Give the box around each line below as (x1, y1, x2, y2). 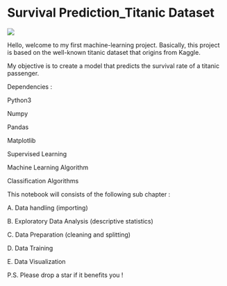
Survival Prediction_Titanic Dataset (7, 5, 215, 21)
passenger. (7, 69, 40, 77)
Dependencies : (7, 82, 53, 91)
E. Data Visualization (7, 257, 66, 265)
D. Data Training (7, 244, 53, 252)
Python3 (7, 96, 32, 104)
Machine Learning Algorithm (7, 163, 89, 171)
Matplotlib (7, 136, 36, 144)
